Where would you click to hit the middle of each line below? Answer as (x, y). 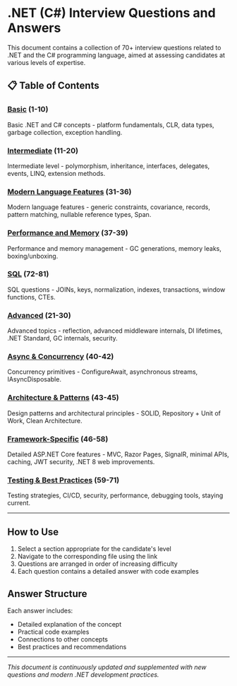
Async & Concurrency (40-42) (61, 357)
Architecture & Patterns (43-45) (63, 398)
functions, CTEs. (31, 297)
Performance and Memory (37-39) (68, 233)
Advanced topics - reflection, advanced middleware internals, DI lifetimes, (115, 331)
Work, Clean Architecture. (45, 420)
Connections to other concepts (62, 639)
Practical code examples (53, 632)
